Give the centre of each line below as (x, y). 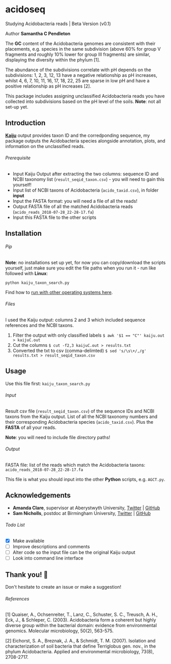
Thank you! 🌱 (27, 575)
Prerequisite (18, 158)
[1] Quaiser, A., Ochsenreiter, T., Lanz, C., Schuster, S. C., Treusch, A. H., (82, 615)
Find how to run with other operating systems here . (59, 292)
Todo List (15, 525)
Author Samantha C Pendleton (38, 33)
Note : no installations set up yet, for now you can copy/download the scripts (86, 262)
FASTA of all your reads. (31, 427)
